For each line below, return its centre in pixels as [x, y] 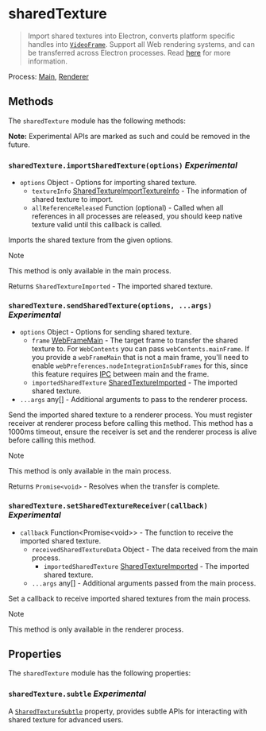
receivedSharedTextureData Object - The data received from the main [145, 549]
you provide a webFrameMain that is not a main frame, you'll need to [140, 358]
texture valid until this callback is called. [97, 225]
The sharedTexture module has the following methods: [97, 121]
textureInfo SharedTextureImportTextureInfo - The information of [139, 191]
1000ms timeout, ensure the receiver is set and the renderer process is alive [133, 432]
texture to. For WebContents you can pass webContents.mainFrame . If [141, 349]
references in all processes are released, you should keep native [137, 216]
